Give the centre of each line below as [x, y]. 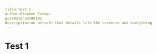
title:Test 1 [18, 9]
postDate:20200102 [23, 18]
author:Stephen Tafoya [28, 14]
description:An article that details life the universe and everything [78, 23]
